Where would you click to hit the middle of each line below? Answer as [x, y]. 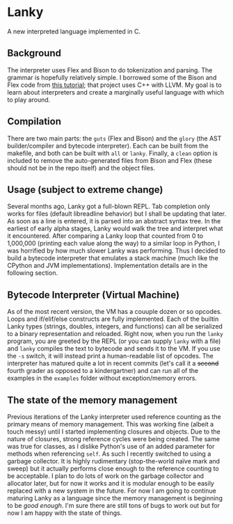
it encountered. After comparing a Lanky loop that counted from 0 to [105, 236]
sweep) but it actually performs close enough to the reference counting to [113, 468]
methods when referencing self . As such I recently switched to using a [109, 454]
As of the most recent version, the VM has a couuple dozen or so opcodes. [115, 312]
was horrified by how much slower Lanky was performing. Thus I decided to [116, 251]
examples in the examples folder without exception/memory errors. [102, 378]
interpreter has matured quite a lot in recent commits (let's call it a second [113, 363]
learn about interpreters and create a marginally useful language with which [116, 92]
